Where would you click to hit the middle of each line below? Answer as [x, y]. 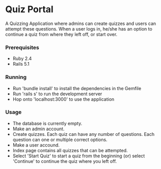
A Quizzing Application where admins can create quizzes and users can [81, 23]
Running [16, 77]
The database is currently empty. [47, 123]
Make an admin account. [38, 129]
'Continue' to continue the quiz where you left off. [65, 161]
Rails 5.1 [21, 64]
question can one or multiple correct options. [60, 139]
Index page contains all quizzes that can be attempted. [70, 150]
